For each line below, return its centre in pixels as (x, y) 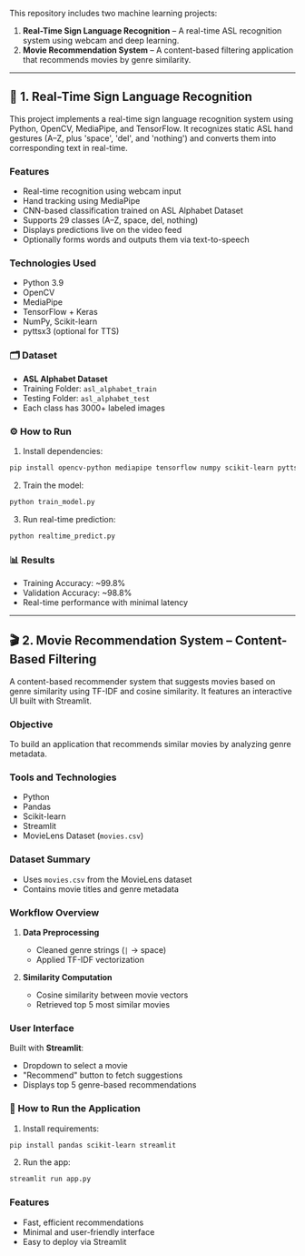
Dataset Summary (50, 859)
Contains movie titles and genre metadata (101, 889)
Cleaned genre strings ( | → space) (101, 949)
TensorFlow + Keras (60, 312)
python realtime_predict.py (63, 536)
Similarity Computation (67, 977)
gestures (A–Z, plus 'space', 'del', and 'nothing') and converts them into (143, 138)
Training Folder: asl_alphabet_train (89, 388)
